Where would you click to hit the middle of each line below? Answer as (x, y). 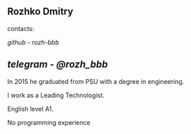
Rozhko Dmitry (40, 12)
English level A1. (31, 109)
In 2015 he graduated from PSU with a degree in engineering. (96, 81)
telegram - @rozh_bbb (58, 65)
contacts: (21, 28)
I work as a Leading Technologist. (56, 95)
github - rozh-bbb (33, 42)
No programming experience (49, 122)
